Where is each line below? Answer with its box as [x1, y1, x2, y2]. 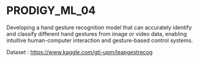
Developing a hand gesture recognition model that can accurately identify [6, 24, 192, 31]
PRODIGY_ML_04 [6, 4, 96, 18]
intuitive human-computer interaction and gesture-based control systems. [6, 36, 193, 44]
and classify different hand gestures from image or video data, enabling [6, 30, 187, 37]
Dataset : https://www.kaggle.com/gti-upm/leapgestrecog [6, 48, 153, 55]
